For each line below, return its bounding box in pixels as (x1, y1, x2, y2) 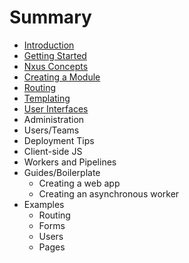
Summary (9, 6, 92, 29)
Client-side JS (23, 145, 83, 157)
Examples (23, 198, 65, 210)
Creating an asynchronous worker (38, 187, 180, 200)
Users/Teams (23, 124, 80, 136)
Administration (23, 113, 85, 125)
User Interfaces (23, 102, 89, 115)
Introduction (23, 39, 75, 51)
